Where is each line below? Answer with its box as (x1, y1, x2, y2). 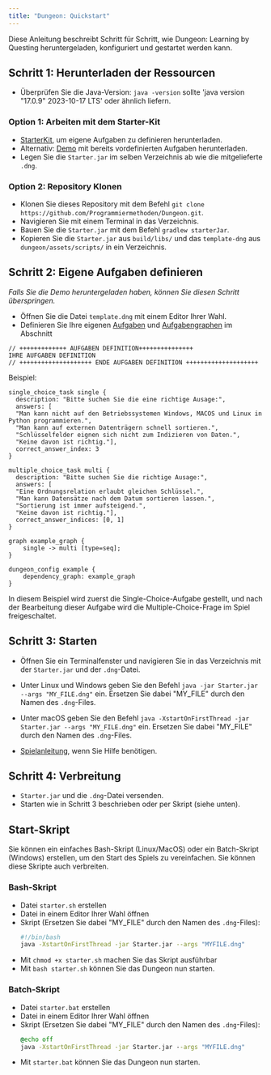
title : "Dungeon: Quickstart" (8, 11, 111, 20)
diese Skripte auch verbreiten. (8, 861, 109, 871)
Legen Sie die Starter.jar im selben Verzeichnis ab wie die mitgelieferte (19, 151, 263, 162)
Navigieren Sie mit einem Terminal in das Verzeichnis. (19, 216, 200, 227)
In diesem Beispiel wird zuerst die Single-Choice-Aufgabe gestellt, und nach (8, 593, 263, 603)
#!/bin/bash (19, 933, 61, 941)
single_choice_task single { (8, 388, 107, 397)
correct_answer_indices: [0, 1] (15, 516, 125, 524)
